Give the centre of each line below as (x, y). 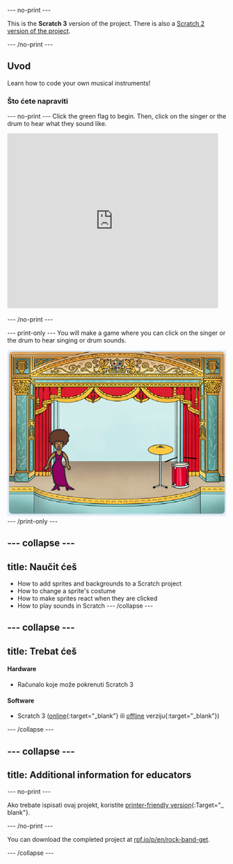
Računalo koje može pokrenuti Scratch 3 (75, 684)
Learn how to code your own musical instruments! (79, 83)
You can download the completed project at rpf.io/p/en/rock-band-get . (109, 840)
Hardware (22, 669)
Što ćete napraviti (38, 101)
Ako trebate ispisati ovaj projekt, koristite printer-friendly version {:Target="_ (115, 805)
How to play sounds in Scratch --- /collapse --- (85, 606)
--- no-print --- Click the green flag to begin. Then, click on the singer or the (117, 116)
